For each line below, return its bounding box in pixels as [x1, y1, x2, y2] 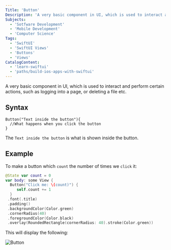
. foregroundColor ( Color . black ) [7, 215, 74, 221]
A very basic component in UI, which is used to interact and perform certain [5, 83, 164, 89]
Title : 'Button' [5, 7, 40, 13]
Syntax [5, 103, 28, 112]
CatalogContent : [5, 60, 40, 65]
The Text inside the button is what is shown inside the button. [5, 135, 139, 141]
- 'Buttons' [10, 50, 36, 55]
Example [5, 149, 34, 158]
